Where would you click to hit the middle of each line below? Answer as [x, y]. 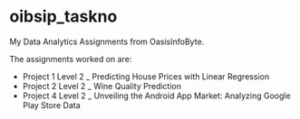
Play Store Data [52, 105]
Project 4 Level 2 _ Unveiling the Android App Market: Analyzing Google [157, 96]
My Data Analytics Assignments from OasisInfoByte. [107, 41]
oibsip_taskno [63, 17]
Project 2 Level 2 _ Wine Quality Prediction [102, 86]
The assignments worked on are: [71, 59]
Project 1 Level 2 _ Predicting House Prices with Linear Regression [146, 76]
